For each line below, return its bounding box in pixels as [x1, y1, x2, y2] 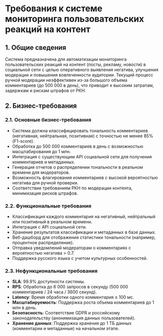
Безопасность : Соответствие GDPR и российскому [12, 310, 121, 316]
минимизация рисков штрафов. [12, 190, 78, 196]
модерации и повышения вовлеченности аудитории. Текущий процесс [5, 72, 154, 78]
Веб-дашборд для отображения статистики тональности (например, [12, 234, 156, 240]
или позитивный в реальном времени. [12, 219, 93, 225]
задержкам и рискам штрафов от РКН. [5, 88, 86, 93]
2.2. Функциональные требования [5, 202, 92, 209]
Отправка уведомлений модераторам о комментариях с [12, 245, 131, 251]
